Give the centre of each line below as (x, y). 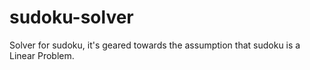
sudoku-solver (71, 17)
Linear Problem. (42, 55)
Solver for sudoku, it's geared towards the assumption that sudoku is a (155, 45)
